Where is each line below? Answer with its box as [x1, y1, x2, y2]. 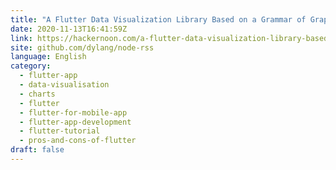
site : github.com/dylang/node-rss [10, 42, 155, 53]
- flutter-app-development [19, 117, 132, 127]
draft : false [10, 145, 65, 155]
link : [10, 33, 33, 43]
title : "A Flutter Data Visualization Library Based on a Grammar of [10, 14, 307, 25]
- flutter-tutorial [19, 126, 101, 136]
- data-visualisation [19, 80, 110, 90]
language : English [10, 52, 87, 62]
